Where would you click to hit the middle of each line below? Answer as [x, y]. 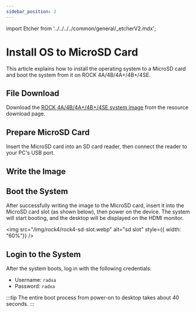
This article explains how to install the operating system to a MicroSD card [96, 68]
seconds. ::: [20, 304]
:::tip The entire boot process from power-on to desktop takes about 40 [93, 298]
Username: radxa [35, 280]
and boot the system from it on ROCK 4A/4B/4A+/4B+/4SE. [79, 75]
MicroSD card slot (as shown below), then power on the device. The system [98, 212]
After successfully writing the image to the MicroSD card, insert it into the [95, 206]
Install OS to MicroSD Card [72, 52]
